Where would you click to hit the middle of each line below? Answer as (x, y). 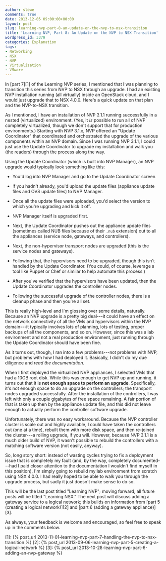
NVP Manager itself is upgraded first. (50, 216)
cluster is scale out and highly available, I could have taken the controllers (81, 424)
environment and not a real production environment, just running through (80, 337)
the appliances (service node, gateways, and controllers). (71, 236)
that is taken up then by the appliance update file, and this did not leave (78, 404)
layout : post (19, 24)
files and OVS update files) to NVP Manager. (57, 191)
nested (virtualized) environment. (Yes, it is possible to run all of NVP (75, 120)
